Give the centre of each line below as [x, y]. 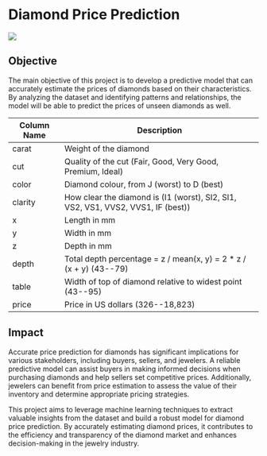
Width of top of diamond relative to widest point [153, 281]
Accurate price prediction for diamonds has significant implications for [124, 352]
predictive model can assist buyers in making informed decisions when [124, 369]
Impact [26, 332]
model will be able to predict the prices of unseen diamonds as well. [120, 106]
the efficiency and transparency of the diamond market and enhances [122, 435]
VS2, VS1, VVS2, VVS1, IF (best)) [127, 207]
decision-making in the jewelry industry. [74, 443]
